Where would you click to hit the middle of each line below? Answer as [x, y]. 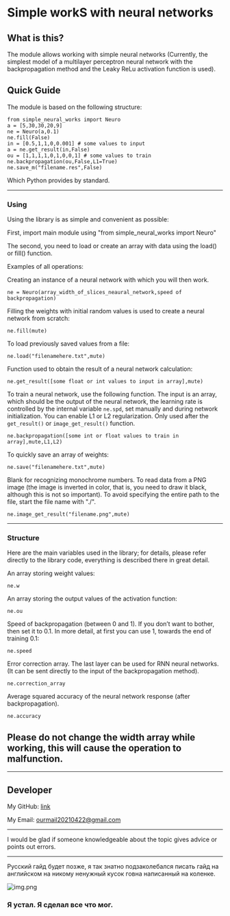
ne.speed [20, 651]
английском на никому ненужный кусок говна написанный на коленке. [111, 874]
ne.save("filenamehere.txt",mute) [56, 468]
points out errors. [31, 847]
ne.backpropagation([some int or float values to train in [93, 436]
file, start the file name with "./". [52, 502]
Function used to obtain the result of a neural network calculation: [100, 369]
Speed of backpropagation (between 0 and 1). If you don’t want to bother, [111, 624]
